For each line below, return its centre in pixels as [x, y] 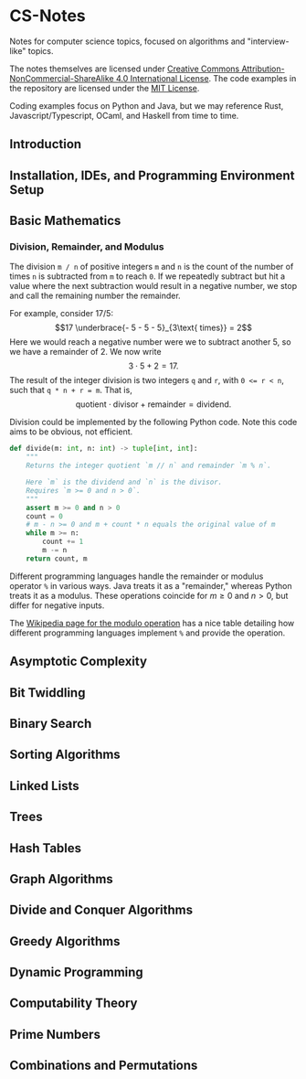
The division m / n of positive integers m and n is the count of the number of [152, 267]
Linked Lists [44, 786]
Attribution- [263, 69]
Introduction [46, 144]
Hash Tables [46, 848]
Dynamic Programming [76, 972]
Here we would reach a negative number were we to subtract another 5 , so [150, 342]
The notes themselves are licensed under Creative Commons [125, 69]
